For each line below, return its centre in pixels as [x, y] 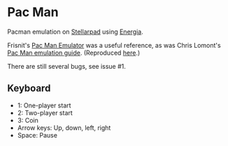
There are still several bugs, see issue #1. [66, 66]
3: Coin [28, 120]
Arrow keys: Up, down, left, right [64, 128]
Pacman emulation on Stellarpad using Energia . [75, 32]
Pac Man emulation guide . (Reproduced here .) [74, 53]
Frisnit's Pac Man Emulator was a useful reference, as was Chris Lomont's [114, 45]
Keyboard [29, 88]
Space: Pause [37, 135]
